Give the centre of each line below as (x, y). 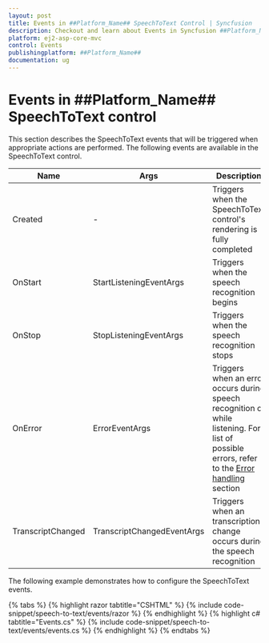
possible (228, 448)
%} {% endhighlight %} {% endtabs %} (146, 630)
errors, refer (235, 458)
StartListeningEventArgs (139, 282)
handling (229, 478)
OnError (27, 428)
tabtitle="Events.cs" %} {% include (66, 621)
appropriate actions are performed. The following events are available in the (133, 147)
